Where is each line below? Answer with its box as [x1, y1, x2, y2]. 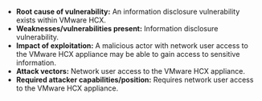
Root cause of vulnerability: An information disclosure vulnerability [15, 7, 240, 16]
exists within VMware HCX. [15, 15, 107, 25]
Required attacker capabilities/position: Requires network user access [15, 75, 254, 84]
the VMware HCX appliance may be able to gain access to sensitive [15, 50, 240, 59]
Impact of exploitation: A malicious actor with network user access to [15, 41, 249, 50]
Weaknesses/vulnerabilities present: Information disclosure [15, 24, 219, 33]
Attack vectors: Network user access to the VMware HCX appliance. [15, 67, 245, 75]
